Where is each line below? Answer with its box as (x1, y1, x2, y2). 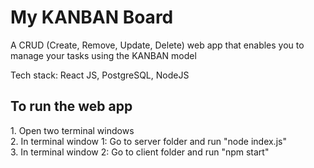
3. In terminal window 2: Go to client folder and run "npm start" (10, 146, 270, 158)
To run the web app (10, 98, 133, 115)
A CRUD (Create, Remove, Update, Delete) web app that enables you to (10, 39, 305, 51)
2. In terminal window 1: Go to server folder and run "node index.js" (10, 135, 287, 147)
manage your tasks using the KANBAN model (10, 49, 197, 61)
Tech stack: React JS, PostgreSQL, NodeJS (10, 69, 190, 81)
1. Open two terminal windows (10, 124, 135, 136)
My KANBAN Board (10, 6, 174, 29)
